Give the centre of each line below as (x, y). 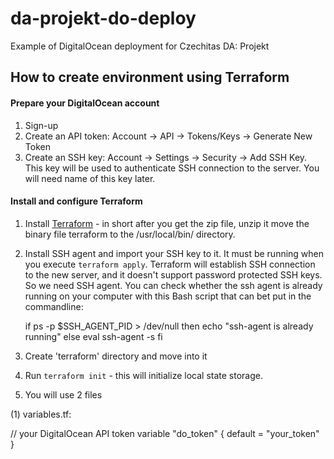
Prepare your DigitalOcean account (85, 103)
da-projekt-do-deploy (103, 18)
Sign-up (41, 125)
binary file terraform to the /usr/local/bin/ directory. (130, 234)
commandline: (54, 306)
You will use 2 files (63, 394)
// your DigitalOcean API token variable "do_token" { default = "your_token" (165, 433)
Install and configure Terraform (76, 201)
